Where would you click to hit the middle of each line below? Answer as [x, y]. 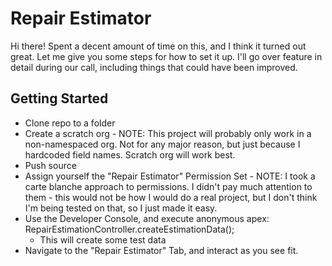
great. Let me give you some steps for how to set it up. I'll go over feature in [166, 56]
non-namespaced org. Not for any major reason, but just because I [162, 144]
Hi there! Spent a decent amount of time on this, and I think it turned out [158, 46]
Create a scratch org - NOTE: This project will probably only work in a [168, 133]
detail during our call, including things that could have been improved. [154, 67]
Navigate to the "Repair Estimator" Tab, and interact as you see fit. [161, 250]
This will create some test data [103, 239]
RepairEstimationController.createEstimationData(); [129, 229]
